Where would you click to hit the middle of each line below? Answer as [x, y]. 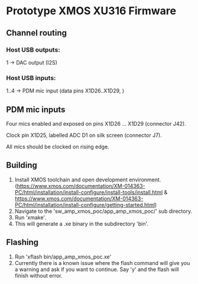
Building [22, 165]
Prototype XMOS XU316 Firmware [91, 11]
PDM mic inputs [36, 109]
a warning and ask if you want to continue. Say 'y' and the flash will [97, 269]
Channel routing [36, 33]
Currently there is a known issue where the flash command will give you [102, 263]
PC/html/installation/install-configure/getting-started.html [85, 205]
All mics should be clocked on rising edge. [58, 146]
